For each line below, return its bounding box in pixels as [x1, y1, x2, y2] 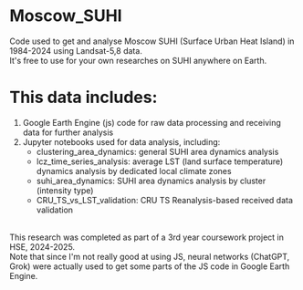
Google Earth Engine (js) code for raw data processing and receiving [22, 117, 281, 128]
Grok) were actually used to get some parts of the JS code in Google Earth [9, 261, 290, 272]
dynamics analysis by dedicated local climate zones [36, 165, 232, 176]
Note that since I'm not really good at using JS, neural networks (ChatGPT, [9, 251, 290, 262]
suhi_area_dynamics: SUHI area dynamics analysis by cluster [36, 175, 266, 186]
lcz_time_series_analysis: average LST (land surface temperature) [36, 156, 284, 167]
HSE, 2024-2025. [9, 241, 76, 252]
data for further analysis [22, 127, 114, 138]
